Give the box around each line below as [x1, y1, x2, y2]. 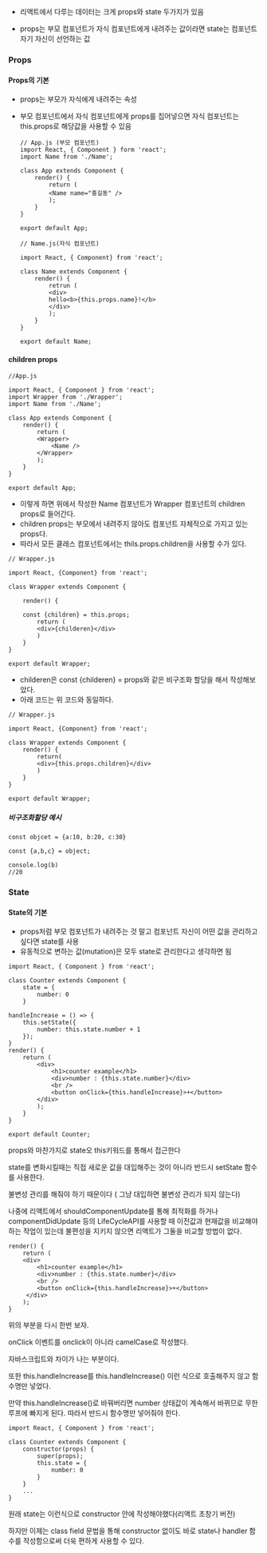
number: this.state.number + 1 [37, 1025, 141, 1033]
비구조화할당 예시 [8, 812, 62, 822]
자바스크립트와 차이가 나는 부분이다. [8, 1354, 120, 1364]
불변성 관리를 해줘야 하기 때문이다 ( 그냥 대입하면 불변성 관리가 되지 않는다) [8, 1189, 241, 1199]
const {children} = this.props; [22, 611, 130, 619]
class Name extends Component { [19, 268, 128, 276]
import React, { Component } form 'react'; [19, 146, 167, 154]
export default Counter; [8, 1130, 91, 1139]
